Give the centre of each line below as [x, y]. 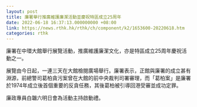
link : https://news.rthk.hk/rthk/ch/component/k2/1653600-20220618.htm [95, 28]
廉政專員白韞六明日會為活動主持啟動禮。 [55, 98]
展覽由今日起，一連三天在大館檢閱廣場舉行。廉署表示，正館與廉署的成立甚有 [98, 71]
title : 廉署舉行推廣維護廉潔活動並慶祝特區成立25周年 [64, 17]
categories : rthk [27, 34]
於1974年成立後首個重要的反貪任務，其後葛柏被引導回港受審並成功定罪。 [94, 85]
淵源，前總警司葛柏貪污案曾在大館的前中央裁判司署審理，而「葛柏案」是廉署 [98, 78]
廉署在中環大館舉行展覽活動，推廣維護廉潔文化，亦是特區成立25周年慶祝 [94, 51]
